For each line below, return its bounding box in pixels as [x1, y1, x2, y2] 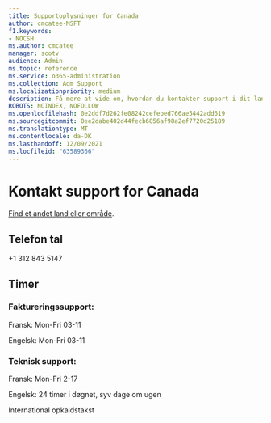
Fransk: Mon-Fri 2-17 [8, 374, 78, 384]
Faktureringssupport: [8, 301, 94, 312]
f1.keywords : [8, 27, 52, 35]
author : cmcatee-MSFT [8, 19, 81, 27]
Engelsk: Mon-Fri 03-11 [8, 335, 85, 345]
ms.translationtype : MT [8, 125, 89, 133]
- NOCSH [8, 34, 35, 43]
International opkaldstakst [8, 405, 95, 415]
